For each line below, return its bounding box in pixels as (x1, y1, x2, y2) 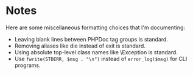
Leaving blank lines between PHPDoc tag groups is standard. (14, 35, 169, 43)
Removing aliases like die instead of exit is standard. (14, 42, 146, 49)
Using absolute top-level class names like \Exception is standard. (14, 48, 178, 55)
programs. (14, 62, 41, 69)
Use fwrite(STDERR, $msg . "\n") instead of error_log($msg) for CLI (14, 55, 188, 62)
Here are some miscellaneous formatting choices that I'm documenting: (5, 24, 186, 31)
